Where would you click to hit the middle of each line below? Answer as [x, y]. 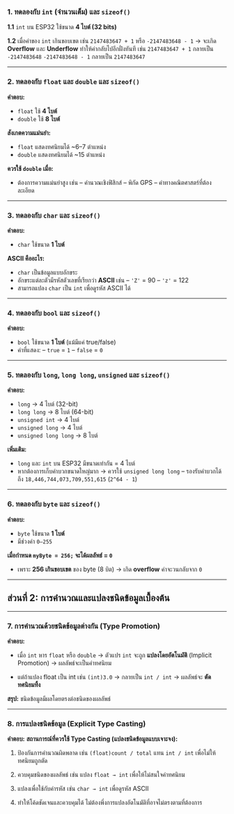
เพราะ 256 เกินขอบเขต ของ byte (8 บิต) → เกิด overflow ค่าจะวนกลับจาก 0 [110, 569]
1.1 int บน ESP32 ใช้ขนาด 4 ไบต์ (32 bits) [62, 27]
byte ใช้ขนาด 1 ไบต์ [41, 533]
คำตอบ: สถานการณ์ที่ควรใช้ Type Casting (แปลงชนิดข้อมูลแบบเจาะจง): [93, 739]
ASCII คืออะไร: [26, 258]
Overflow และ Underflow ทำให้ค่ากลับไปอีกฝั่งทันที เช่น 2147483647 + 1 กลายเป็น [110, 49]
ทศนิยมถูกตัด [32, 761]
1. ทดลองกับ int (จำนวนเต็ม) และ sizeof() [69, 12]
